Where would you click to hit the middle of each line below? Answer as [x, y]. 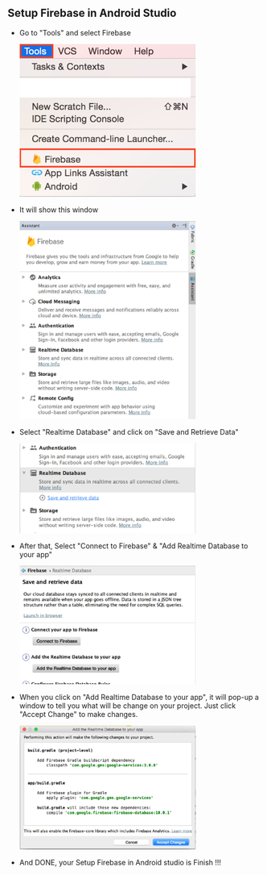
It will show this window [58, 210]
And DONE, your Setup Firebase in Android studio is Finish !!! [120, 862]
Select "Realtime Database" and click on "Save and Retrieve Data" [129, 432]
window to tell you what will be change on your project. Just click [127, 706]
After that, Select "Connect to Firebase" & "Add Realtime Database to [133, 546]
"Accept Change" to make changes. [78, 714]
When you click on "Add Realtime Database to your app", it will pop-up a [139, 697]
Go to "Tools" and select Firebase [75, 32]
